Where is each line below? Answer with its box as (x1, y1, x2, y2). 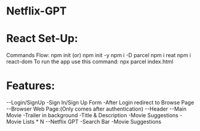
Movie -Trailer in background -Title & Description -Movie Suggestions (6, 112, 179, 119)
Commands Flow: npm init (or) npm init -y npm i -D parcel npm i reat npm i (6, 52, 192, 59)
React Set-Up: (6, 32, 78, 46)
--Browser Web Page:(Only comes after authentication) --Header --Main (6, 105, 187, 112)
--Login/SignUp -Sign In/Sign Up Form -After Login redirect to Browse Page (6, 99, 195, 106)
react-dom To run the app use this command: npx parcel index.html (6, 58, 173, 65)
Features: (6, 79, 55, 93)
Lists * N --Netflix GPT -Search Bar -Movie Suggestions (23, 118, 161, 126)
